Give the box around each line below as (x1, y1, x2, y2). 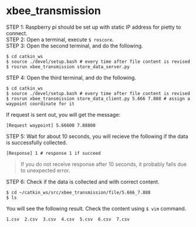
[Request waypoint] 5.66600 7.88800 (6, 122, 96, 128)
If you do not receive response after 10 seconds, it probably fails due (20, 160, 187, 168)
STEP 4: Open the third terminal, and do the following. (6, 74, 137, 81)
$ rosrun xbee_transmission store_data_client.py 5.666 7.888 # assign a (6, 96, 191, 101)
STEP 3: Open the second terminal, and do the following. (6, 42, 143, 49)
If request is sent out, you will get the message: (6, 111, 121, 118)
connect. (6, 29, 28, 36)
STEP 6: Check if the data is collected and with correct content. (6, 178, 160, 185)
